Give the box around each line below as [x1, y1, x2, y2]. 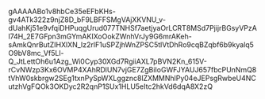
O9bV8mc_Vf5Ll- [8, 49, 64, 57]
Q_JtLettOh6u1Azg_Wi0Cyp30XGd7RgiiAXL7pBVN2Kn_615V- [8, 57, 208, 66]
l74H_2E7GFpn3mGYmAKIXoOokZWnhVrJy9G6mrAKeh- [8, 31, 192, 41]
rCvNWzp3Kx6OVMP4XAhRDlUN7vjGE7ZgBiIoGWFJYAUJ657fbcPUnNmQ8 [8, 65, 257, 74]
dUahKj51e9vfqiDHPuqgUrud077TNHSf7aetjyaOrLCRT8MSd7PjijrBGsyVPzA [8, 24, 258, 32]
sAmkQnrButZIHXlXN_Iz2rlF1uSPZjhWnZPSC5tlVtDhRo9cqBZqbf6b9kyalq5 [8, 40, 254, 49]
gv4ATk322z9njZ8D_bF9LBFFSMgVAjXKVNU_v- [8, 15, 167, 24]
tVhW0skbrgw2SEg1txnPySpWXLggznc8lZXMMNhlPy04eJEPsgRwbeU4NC [8, 74, 256, 82]
